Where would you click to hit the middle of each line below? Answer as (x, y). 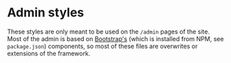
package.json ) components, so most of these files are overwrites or (102, 46)
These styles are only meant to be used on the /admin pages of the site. (108, 32)
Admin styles (46, 13)
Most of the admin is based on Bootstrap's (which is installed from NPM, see (115, 38)
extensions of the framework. (49, 53)
